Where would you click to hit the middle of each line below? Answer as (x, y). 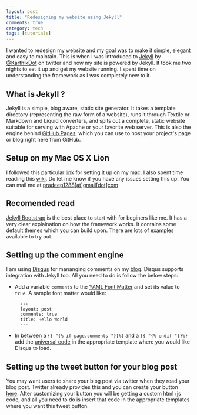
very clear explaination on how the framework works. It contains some (91, 224)
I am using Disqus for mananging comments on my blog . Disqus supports (95, 269)
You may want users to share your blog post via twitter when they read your (98, 381)
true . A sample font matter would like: (61, 293)
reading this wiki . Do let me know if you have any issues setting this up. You (98, 178)
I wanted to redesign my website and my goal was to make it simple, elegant (98, 50)
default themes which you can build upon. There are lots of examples (90, 230)
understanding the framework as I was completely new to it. (79, 76)
